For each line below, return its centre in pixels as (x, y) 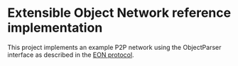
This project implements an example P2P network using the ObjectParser (114, 47)
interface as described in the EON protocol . (71, 55)
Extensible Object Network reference (119, 13)
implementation (55, 28)
